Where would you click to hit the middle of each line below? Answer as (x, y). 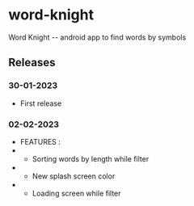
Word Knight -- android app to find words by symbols (97, 37)
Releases (32, 63)
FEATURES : (40, 141)
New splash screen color (74, 176)
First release (41, 103)
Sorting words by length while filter (91, 158)
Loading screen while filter (76, 193)
